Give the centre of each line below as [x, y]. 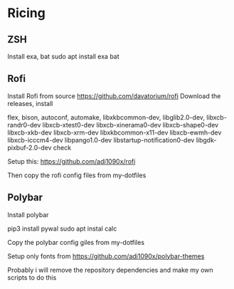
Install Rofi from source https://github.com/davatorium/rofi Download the [114, 96]
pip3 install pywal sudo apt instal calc [62, 228]
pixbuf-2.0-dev [30, 147]
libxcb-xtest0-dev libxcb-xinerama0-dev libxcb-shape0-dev [131, 125]
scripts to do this [32, 277]
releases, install [30, 103]
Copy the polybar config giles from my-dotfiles [76, 242]
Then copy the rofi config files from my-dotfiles [77, 175]
